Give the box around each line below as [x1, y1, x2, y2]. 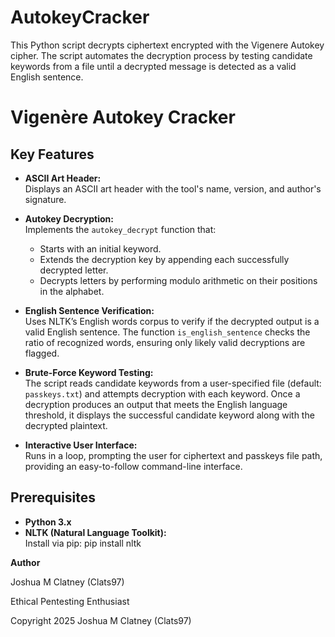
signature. [24, 193, 67, 205]
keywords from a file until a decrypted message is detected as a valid [10, 60, 297, 72]
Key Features [10, 146, 95, 163]
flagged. [24, 347, 60, 359]
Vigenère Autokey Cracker [10, 106, 236, 129]
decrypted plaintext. [24, 419, 108, 431]
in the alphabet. [39, 285, 105, 297]
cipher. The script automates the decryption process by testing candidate [10, 49, 313, 61]
